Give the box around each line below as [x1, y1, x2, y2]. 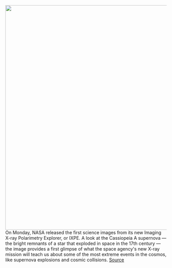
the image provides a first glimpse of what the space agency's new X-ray [5, 246, 160, 252]
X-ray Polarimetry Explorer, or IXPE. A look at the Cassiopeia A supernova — [5, 235, 166, 241]
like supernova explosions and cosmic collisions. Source [5, 257, 124, 263]
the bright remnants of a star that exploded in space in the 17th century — [5, 240, 161, 246]
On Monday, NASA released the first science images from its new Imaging [5, 229, 162, 236]
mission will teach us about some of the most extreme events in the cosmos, [5, 252, 167, 257]
